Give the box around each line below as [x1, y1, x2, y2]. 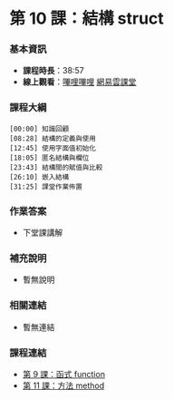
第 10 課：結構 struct [9, 8, 165, 29]
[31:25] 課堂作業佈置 [9, 182, 83, 191]
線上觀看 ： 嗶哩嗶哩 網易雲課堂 [22, 76, 137, 87]
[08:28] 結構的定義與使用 [9, 133, 97, 143]
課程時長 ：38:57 [22, 65, 84, 76]
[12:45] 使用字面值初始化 [9, 143, 97, 152]
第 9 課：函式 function [22, 368, 106, 379]
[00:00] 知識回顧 [9, 124, 70, 133]
